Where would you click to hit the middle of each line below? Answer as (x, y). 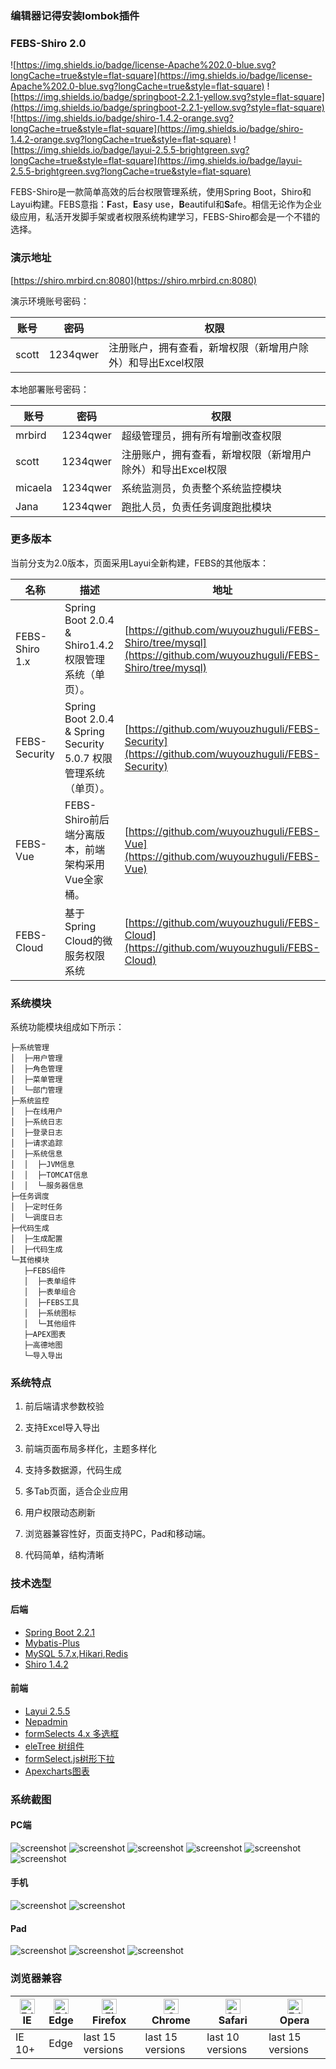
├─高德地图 (43, 1345)
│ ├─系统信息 (36, 1154)
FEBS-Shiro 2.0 (48, 43)
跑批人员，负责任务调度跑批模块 (196, 507)
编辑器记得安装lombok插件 (75, 15)
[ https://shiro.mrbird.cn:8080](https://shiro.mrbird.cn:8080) (133, 280)
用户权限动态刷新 (60, 1513)
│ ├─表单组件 (50, 1282)
